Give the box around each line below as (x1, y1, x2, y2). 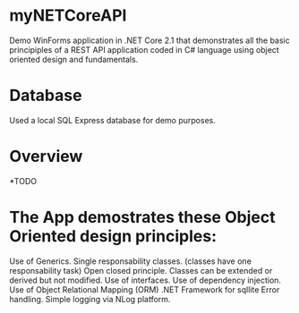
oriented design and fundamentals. (9, 54, 139, 64)
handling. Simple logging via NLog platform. (9, 293, 171, 304)
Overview (9, 147, 83, 166)
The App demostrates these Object (9, 207, 276, 227)
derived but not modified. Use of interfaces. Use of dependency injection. (9, 275, 282, 285)
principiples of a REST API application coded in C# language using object (9, 44, 279, 55)
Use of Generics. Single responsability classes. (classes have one (9, 256, 252, 266)
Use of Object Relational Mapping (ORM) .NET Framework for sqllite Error (9, 283, 280, 295)
